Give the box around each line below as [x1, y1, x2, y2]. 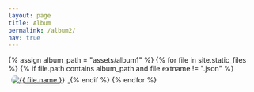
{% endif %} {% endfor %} [70, 75, 157, 85]
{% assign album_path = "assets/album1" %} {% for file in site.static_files [8, 56, 247, 65]
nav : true [8, 33, 41, 42]
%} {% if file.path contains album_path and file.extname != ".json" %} [8, 64, 234, 74]
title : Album [8, 19, 51, 27]
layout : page [8, 11, 51, 20]
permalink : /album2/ [8, 26, 77, 34]
